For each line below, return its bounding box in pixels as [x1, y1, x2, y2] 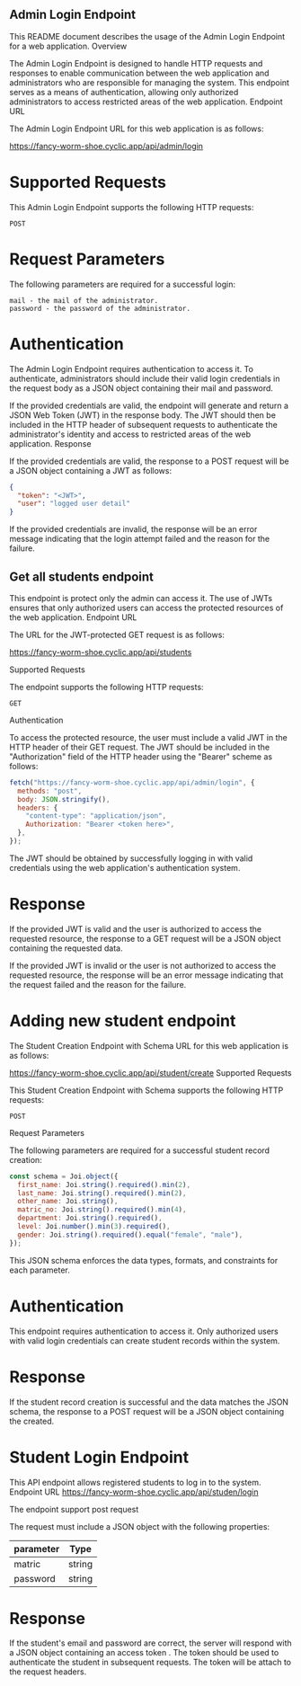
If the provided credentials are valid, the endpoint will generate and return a [9, 400, 289, 411]
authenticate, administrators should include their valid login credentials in [9, 373, 280, 384]
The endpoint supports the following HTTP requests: [9, 681, 204, 692]
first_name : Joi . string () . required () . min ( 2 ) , [17, 1180, 191, 1189]
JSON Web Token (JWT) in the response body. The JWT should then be [9, 409, 277, 421]
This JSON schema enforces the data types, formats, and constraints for [9, 1255, 279, 1265]
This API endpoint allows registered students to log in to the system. [9, 1477, 261, 1487]
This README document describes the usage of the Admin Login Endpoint [9, 31, 286, 41]
